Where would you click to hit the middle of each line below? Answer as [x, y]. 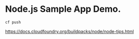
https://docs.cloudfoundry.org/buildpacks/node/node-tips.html [69, 31]
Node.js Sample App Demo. [63, 9]
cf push [13, 22]
